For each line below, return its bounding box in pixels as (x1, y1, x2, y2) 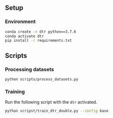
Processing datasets (5, 66, 54, 73)
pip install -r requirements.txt (5, 38, 72, 43)
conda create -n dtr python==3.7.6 (5, 29, 76, 34)
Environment (5, 18, 36, 25)
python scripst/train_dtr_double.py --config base (5, 108, 109, 114)
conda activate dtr (5, 34, 44, 39)
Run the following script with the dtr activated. (5, 99, 98, 105)
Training (5, 88, 25, 95)
